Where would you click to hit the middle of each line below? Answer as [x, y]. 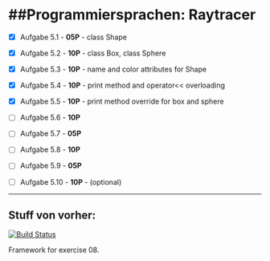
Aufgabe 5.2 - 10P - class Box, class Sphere [93, 53]
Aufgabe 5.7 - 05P [51, 133]
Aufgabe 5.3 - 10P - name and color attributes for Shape [113, 69]
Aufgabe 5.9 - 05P [51, 165]
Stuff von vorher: [52, 215]
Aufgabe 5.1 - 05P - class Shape [73, 37]
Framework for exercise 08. [54, 250]
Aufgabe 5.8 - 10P [50, 149]
